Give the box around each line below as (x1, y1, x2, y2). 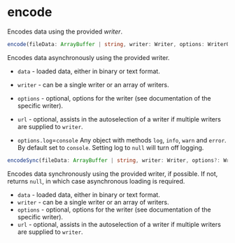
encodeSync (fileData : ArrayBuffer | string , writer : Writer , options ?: (7, 156, 220, 164)
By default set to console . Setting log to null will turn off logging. (17, 143, 204, 152)
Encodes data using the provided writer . (7, 27, 123, 36)
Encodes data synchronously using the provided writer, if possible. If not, (7, 169, 218, 178)
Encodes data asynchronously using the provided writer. (7, 53, 170, 61)
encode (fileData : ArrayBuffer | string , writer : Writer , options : (7, 40, 205, 47)
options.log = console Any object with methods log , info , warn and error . (17, 135, 227, 144)
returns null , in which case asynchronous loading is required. (7, 177, 185, 185)
